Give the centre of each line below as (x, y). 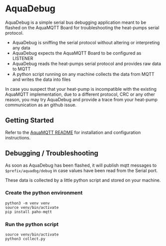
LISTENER (23, 58)
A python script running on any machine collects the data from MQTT (83, 74)
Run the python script (32, 224)
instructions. (18, 137)
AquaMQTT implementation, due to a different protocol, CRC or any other (80, 94)
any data (21, 48)
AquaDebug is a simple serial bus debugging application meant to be (76, 22)
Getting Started (30, 120)
